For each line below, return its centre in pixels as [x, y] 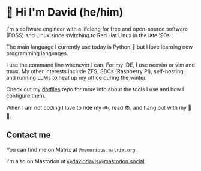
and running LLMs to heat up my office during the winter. [76, 77]
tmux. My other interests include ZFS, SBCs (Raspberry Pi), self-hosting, [96, 71]
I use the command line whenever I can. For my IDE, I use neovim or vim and [100, 65]
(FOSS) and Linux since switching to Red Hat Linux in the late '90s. [89, 35]
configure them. [26, 95]
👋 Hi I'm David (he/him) [65, 12]
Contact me [28, 135]
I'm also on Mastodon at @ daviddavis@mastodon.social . [76, 161]
